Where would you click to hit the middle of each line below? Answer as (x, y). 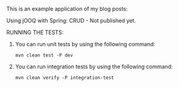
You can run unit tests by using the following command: (85, 44)
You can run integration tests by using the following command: (94, 67)
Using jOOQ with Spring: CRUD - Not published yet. (71, 20)
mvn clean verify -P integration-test (64, 78)
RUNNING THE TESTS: (35, 32)
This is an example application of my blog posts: (67, 9)
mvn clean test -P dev (44, 55)
